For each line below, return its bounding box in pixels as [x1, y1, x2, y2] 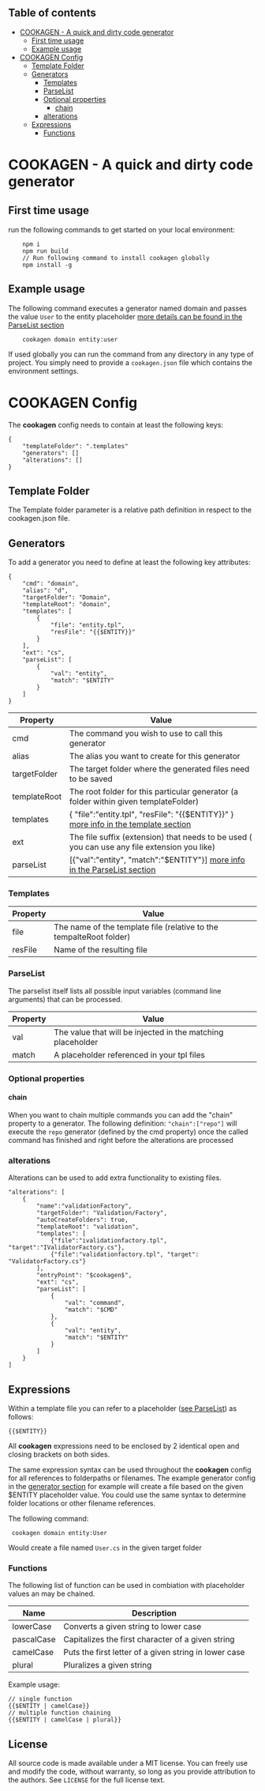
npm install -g [22, 261, 73, 269]
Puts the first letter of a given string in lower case [62, 1647, 245, 1658]
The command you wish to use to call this [69, 728, 223, 739]
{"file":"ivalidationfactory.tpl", [50, 1237, 168, 1245]
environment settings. [8, 366, 79, 375]
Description [131, 1608, 177, 1619]
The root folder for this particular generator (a [69, 786, 239, 797]
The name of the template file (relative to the [54, 922, 218, 933]
